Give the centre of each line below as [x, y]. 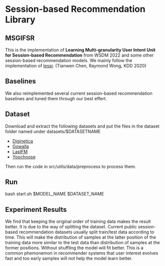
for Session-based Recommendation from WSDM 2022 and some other [80, 55]
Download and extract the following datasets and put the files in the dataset [82, 126]
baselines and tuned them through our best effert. [56, 98]
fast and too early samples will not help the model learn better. [69, 259]
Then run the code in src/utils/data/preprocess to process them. [71, 166]
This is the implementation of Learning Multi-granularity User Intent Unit [80, 50]
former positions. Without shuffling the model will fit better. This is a [74, 248]
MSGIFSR [20, 38]
